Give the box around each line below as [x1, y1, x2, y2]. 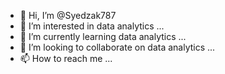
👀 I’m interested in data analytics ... [19, 20, 165, 32]
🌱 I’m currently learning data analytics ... [19, 31, 187, 42]
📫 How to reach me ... [19, 53, 113, 64]
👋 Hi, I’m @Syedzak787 [19, 10, 117, 21]
